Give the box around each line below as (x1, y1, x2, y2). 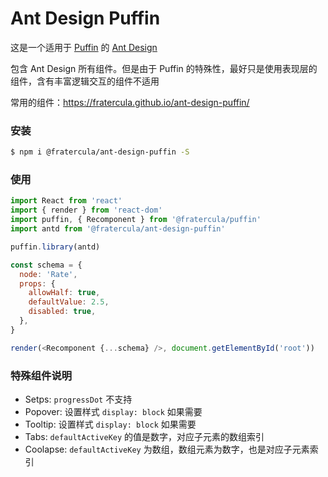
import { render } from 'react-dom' (10, 205, 163, 216)
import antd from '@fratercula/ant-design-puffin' (10, 224, 226, 234)
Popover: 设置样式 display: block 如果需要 (24, 405, 203, 417)
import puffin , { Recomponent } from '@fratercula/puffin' (10, 215, 262, 225)
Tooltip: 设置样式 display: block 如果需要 (24, 418, 197, 430)
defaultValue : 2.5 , (28, 297, 110, 307)
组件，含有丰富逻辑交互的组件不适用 (10, 75, 160, 87)
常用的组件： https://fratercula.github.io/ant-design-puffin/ (10, 96, 250, 108)
